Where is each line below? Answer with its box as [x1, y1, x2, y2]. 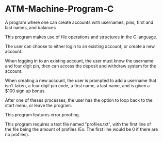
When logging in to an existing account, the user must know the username [5, 58, 154, 63]
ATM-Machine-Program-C [5, 3, 114, 15]
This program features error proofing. [5, 111, 80, 117]
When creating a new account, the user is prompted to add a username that [5, 78, 157, 83]
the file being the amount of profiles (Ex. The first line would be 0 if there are [5, 126, 158, 132]
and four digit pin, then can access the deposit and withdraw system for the [5, 63, 157, 69]
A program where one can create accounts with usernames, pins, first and [5, 19, 154, 25]
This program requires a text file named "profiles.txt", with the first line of [5, 121, 151, 127]
